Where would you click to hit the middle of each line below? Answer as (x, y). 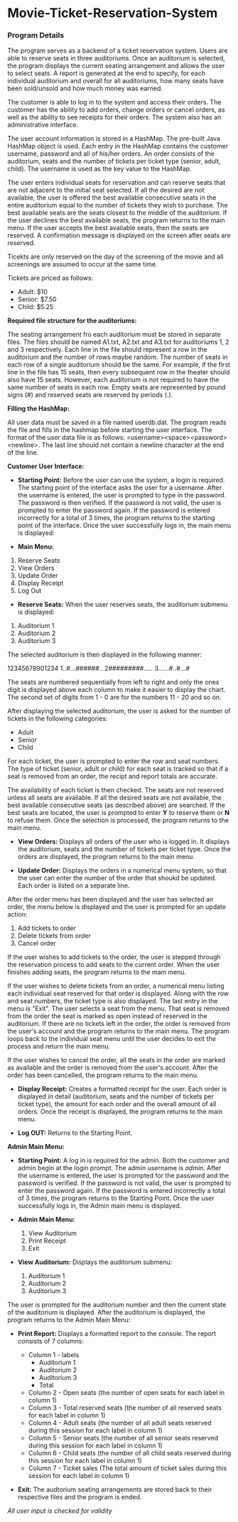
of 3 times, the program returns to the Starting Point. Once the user (116, 1198)
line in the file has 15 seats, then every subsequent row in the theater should (119, 372)
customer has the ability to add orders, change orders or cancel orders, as (116, 110)
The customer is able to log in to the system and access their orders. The (114, 102)
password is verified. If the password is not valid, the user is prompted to (124, 1183)
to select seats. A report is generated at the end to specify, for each (107, 73)
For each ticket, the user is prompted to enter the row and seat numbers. (114, 761)
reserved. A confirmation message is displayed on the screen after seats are (119, 235)
